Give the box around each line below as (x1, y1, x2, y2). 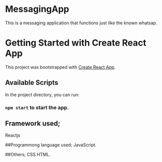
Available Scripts (5, 78, 58, 87)
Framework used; (5, 119, 61, 127)
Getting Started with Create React (5, 37, 147, 49)
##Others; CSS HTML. (5, 152, 51, 158)
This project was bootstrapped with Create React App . (5, 64, 116, 70)
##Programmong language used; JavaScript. (5, 142, 97, 148)
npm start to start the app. (5, 104, 69, 111)
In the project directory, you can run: (5, 92, 80, 98)
